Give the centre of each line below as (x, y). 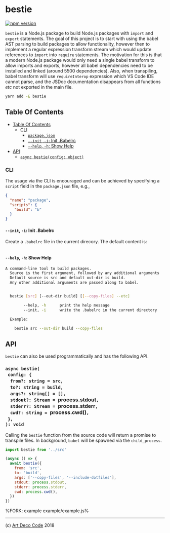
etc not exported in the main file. (39, 87)
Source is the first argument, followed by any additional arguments (84, 273)
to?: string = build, (36, 388)
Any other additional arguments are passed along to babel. (74, 283)
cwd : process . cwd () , (36, 492)
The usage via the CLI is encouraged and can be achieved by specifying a (82, 180)
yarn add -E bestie (26, 96)
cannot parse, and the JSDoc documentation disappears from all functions (83, 82)
